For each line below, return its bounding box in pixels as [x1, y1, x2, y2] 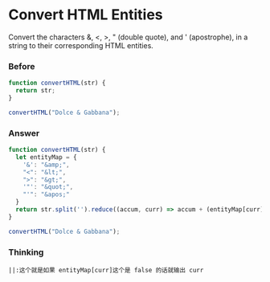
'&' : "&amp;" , [22, 161, 70, 169]
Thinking [8, 247, 44, 258]
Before [8, 60, 35, 72]
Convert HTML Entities [8, 6, 163, 24]
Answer [8, 127, 40, 138]
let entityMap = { [15, 153, 78, 161]
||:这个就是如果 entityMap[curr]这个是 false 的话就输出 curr [8, 266, 204, 274]
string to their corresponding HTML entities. [8, 40, 154, 50]
